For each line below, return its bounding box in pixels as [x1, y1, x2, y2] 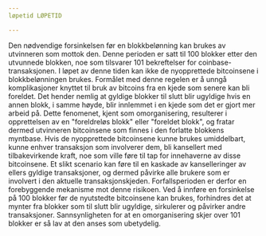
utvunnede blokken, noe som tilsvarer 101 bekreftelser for [8, 57, 197, 67]
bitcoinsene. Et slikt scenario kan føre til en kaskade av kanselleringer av [8, 159, 247, 168]
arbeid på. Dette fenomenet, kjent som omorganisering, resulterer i [8, 108, 228, 118]
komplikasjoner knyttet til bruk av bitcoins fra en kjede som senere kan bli [8, 83, 250, 92]
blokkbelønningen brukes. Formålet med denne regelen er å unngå [8, 74, 227, 84]
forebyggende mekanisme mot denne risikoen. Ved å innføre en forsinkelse [8, 184, 255, 194]
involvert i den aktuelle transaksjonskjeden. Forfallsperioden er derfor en [8, 176, 247, 186]
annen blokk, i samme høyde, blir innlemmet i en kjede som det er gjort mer [8, 100, 256, 109]
